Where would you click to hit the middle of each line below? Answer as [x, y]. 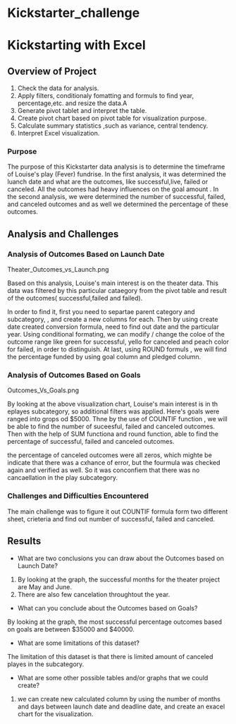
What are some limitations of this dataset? [78, 643]
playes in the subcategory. [46, 664]
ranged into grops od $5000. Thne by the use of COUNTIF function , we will [117, 419]
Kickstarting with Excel [76, 46]
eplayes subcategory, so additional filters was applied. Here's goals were [113, 411]
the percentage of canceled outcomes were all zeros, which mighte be [110, 455]
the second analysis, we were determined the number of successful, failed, [117, 197]
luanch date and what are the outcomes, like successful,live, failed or [108, 182]
